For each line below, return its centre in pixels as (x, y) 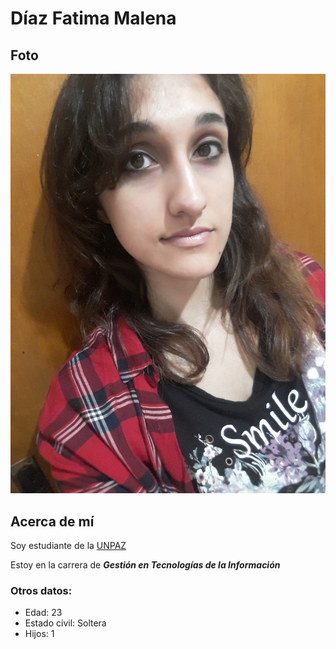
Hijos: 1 (39, 634)
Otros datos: (41, 591)
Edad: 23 (43, 613)
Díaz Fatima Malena (93, 18)
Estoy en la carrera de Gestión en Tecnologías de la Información (145, 565)
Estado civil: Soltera (65, 623)
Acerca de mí (52, 521)
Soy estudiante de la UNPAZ (68, 546)
